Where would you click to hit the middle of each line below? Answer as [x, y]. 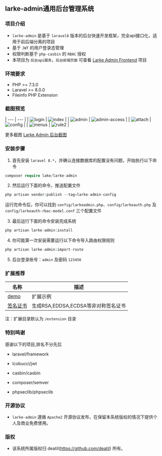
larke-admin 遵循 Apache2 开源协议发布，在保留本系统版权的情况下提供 [82, 417]
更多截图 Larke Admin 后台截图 [36, 135]
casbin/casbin [26, 373]
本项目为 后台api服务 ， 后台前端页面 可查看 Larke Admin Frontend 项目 [79, 60]
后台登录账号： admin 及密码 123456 [47, 260]
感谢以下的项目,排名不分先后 [34, 344]
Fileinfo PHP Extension [35, 95]
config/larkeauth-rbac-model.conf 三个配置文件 [54, 211]
